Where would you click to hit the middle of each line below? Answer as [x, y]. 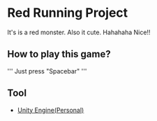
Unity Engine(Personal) [51, 110]
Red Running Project [68, 13]
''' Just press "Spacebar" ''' [47, 71]
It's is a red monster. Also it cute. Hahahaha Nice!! [79, 32]
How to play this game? [59, 54]
